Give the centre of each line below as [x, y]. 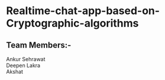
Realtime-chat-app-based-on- [83, 11]
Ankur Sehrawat [26, 59]
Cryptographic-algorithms [72, 23]
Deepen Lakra [23, 65]
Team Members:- [39, 45]
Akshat [15, 71]
